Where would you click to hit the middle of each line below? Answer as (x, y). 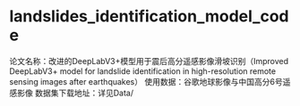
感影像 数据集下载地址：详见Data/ (72, 93)
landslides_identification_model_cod (149, 16)
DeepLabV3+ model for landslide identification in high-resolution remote (142, 71)
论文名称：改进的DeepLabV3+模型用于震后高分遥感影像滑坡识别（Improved (149, 61)
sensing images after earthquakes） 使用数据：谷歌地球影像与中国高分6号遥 (150, 81)
